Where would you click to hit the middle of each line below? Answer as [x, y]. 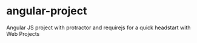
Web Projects [23, 33]
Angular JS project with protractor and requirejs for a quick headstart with [98, 27]
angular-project [47, 11]
